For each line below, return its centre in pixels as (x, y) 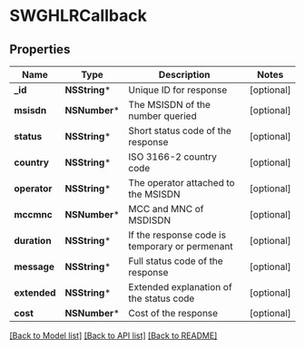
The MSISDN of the (169, 105)
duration (33, 241)
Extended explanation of (181, 287)
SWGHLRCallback (78, 16)
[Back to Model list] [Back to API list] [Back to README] (113, 335)
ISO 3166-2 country (173, 157)
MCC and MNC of (166, 209)
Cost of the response (173, 313)
